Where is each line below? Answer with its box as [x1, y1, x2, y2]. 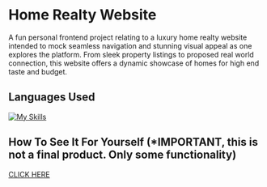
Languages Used [8, 91, 95, 104]
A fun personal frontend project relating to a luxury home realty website [8, 32, 248, 42]
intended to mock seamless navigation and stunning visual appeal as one [8, 40, 252, 50]
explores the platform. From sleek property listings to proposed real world [8, 49, 255, 59]
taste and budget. [8, 66, 67, 76]
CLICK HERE [8, 169, 50, 179]
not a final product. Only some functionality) [8, 148, 237, 162]
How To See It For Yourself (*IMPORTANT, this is [8, 135, 259, 149]
